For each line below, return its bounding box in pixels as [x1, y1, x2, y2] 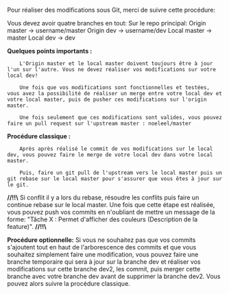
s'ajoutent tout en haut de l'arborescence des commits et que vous [7, 243, 197, 251]
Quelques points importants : [7, 47, 93, 55]
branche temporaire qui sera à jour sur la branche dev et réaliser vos [7, 258, 201, 266]
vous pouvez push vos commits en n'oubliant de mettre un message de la [7, 208, 215, 216]
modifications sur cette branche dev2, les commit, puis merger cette [7, 265, 201, 273]
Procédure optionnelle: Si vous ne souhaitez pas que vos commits [7, 236, 196, 244]
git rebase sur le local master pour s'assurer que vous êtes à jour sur [7, 175, 223, 182]
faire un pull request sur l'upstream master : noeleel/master [7, 120, 192, 127]
